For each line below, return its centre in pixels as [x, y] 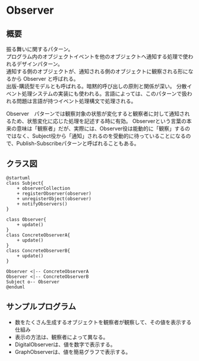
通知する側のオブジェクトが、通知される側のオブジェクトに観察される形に [97, 71]
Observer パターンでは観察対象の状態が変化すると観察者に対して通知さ [96, 114]
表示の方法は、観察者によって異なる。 [61, 337]
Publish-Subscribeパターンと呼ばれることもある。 [78, 143]
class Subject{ [25, 183]
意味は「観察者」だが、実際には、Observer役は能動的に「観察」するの [103, 129]
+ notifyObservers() [42, 204]
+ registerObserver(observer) [54, 194]
